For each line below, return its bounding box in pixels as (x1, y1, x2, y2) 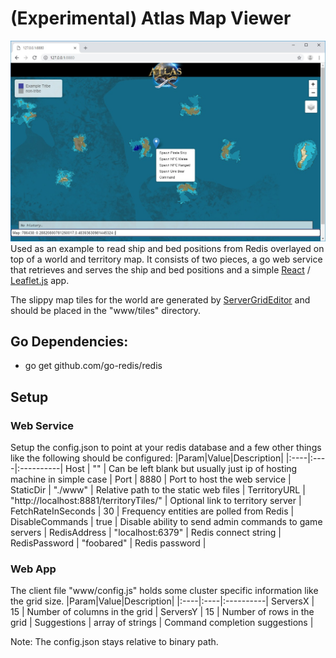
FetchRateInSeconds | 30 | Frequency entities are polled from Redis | (10, 505, 295, 517)
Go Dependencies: (10, 333, 129, 351)
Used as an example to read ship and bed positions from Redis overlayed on (10, 242, 325, 254)
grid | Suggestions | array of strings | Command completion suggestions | (10, 617, 314, 629)
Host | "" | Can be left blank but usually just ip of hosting (65, 463, 298, 475)
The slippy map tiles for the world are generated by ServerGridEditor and (10, 293, 311, 306)
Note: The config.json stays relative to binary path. (10, 636, 219, 648)
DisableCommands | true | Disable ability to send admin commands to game (10, 516, 323, 528)
